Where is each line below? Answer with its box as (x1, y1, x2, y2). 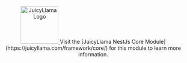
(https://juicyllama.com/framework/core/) (5, 44, 108, 52)
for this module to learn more (109, 44, 182, 52)
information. (78, 51, 108, 58)
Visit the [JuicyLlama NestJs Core (60, 38, 144, 45)
